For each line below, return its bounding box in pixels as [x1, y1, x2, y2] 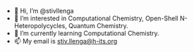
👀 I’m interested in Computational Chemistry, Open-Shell [13, 14, 178, 22]
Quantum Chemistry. [68, 22, 128, 30]
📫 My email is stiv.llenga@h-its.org [13, 37, 118, 45]
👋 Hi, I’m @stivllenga [13, 7, 74, 15]
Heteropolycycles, [13, 22, 67, 30]
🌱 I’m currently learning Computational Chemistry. [13, 29, 159, 37]
